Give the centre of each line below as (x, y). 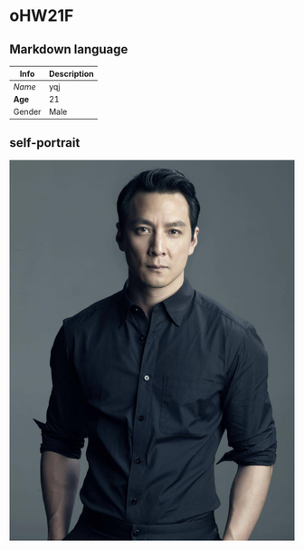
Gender (27, 112)
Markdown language (69, 49)
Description (71, 73)
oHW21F (42, 16)
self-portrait (45, 143)
